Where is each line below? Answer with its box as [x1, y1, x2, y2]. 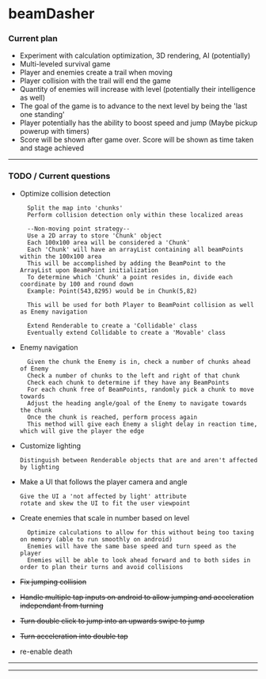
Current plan [8, 33, 58, 44]
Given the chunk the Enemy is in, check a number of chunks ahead [27, 358, 251, 366]
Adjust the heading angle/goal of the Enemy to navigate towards [27, 399, 247, 408]
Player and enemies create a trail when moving [19, 68, 173, 78]
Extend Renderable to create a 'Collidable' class [27, 321, 198, 329]
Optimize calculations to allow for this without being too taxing [27, 528, 255, 537]
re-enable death [19, 647, 73, 656]
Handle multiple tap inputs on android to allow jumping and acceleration [19, 592, 255, 601]
